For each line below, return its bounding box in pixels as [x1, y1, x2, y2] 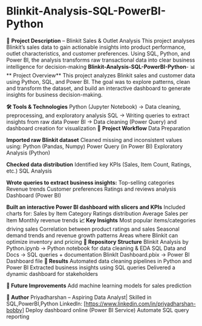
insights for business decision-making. [6, 91, 103, 98]
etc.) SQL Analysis [6, 167, 53, 174]
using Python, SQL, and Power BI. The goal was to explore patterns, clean [6, 78, 191, 85]
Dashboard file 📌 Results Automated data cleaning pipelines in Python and [6, 257, 192, 264]
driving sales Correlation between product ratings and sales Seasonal [6, 225, 180, 232]
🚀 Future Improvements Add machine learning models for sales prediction [6, 282, 192, 289]
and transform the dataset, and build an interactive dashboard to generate [6, 85, 191, 92]
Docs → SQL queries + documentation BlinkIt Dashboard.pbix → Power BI [6, 251, 190, 258]
